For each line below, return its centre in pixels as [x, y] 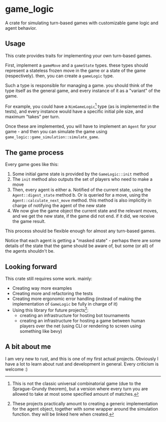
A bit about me [28, 347]
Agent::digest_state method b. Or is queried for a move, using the [80, 195]
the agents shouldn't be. [30, 251]
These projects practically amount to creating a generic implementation [85, 403]
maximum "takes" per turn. [33, 117]
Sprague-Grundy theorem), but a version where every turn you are [80, 389]
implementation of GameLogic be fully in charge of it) [65, 304]
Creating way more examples [42, 288]
